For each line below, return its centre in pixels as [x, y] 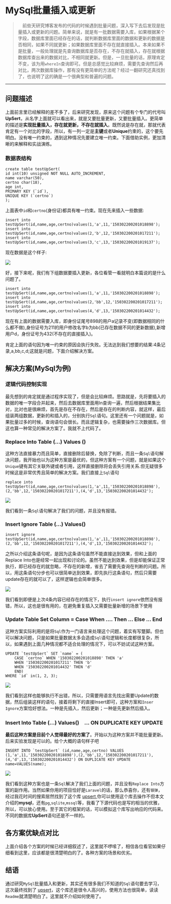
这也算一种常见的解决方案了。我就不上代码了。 [54, 428]
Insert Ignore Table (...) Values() [46, 524]
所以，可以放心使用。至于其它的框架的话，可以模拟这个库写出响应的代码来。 [85, 809]
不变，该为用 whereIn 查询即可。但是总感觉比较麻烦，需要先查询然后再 [90, 64]
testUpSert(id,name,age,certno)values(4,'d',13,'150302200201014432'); [83, 311]
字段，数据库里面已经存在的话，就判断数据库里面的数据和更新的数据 [89, 38]
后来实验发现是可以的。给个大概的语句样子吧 [52, 741]
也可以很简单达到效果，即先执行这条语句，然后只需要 [101, 573]
